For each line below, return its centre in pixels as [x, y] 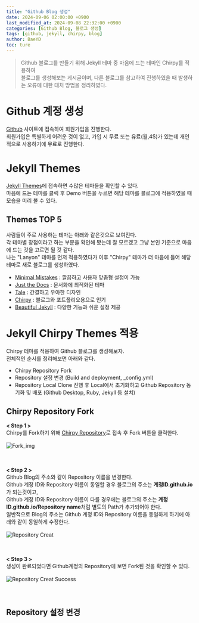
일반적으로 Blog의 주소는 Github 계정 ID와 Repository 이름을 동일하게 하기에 [95, 514]
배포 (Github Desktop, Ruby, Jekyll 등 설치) [84, 392]
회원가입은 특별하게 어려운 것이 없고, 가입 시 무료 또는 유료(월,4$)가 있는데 [92, 136]
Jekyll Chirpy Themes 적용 [72, 333]
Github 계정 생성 [45, 111]
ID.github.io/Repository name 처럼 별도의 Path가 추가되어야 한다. [84, 507]
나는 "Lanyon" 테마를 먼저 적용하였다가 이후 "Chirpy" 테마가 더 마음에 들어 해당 [99, 257]
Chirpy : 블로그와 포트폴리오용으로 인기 [60, 299]
